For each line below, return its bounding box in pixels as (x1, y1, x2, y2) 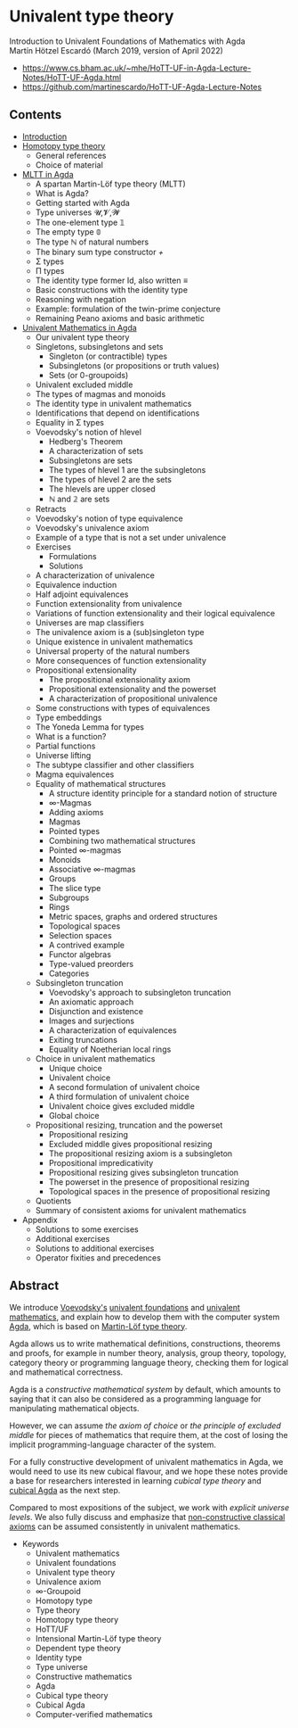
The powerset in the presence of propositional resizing (48, 1176, 250, 1187)
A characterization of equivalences (48, 1024, 177, 1036)
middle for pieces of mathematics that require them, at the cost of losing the (9, 1429, 288, 1440)
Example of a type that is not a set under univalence (35, 532, 227, 542)
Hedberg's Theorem (48, 435, 123, 447)
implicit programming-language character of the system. (9, 1439, 216, 1450)
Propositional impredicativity (48, 1157, 154, 1168)
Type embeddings (35, 712, 102, 723)
